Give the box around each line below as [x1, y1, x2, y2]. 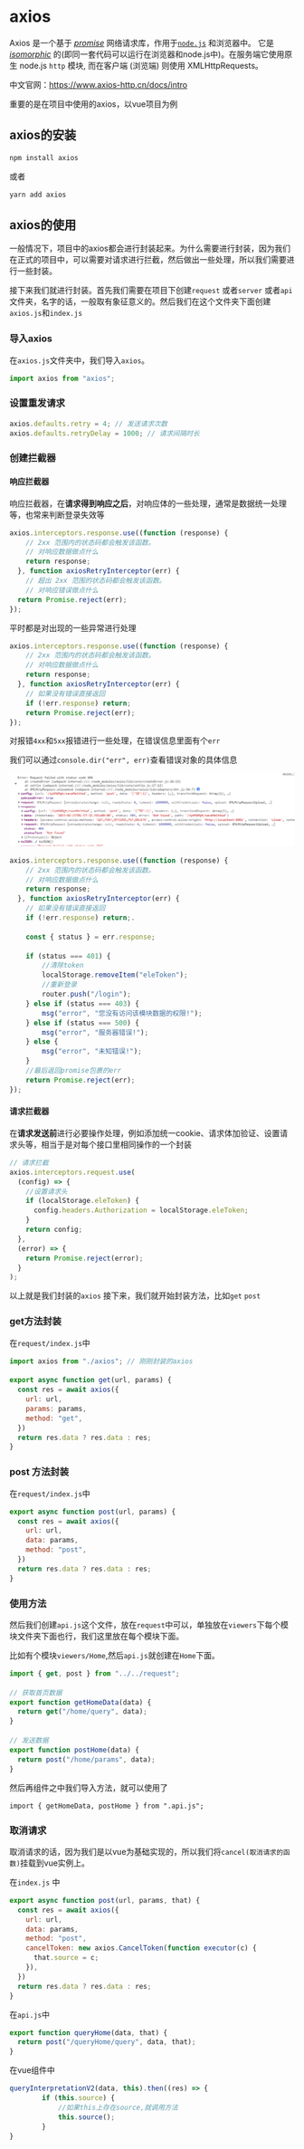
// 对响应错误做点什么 [25, 586, 100, 595]
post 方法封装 [9, 1466, 70, 1478]
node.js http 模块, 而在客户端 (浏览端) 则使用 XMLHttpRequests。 [19, 60, 264, 71]
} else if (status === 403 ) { [25, 998, 140, 1008]
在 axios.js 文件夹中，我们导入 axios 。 [9, 355, 150, 366]
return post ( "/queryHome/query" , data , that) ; [17, 2038, 196, 2047]
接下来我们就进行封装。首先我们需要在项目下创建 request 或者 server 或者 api [9, 285, 293, 296]
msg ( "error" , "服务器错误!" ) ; [42, 1027, 149, 1037]
